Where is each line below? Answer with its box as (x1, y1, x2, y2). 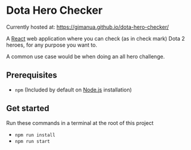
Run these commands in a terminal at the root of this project (6, 119, 154, 126)
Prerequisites (6, 70, 57, 81)
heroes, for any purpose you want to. (6, 41, 97, 48)
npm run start (14, 138, 50, 144)
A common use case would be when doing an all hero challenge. (6, 53, 165, 60)
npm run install (14, 132, 56, 138)
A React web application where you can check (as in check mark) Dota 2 (6, 35, 185, 42)
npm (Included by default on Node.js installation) (14, 86, 133, 93)
